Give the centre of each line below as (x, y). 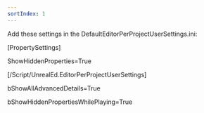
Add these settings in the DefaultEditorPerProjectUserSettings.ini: (102, 34)
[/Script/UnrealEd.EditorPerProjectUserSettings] (77, 74)
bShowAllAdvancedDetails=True (54, 88)
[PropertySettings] (34, 47)
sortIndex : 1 (26, 14)
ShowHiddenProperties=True (49, 61)
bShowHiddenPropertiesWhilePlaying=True (70, 102)
